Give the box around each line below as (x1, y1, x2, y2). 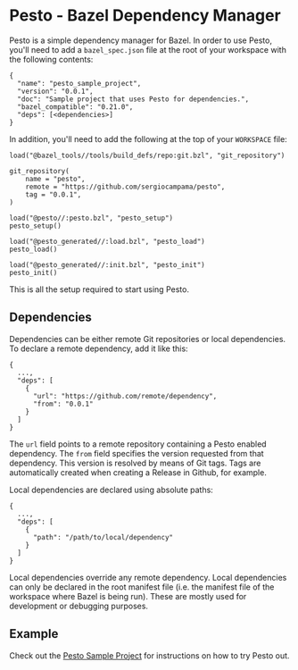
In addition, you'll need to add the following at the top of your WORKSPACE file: (9, 133, 287, 144)
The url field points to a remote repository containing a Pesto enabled (9, 439, 267, 449)
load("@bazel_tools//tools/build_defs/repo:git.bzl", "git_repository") (9, 151, 286, 160)
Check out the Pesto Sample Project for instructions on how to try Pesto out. (9, 649, 290, 661)
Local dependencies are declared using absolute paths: (9, 484, 214, 495)
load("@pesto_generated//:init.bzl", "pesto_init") (9, 260, 205, 269)
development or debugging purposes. (9, 600, 149, 611)
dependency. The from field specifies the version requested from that (9, 448, 265, 458)
